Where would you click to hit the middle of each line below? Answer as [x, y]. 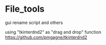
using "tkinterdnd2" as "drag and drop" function [53, 32]
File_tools [25, 9]
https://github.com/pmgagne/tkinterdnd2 [46, 37]
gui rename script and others [34, 22]
